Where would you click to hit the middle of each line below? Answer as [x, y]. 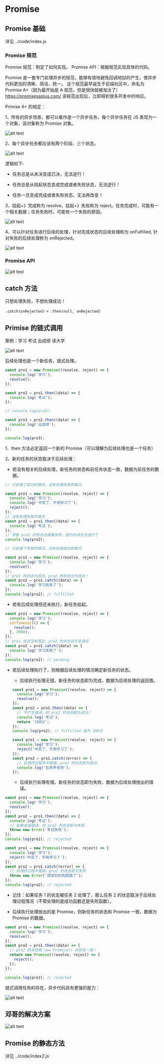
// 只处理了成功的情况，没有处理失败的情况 [43, 485]
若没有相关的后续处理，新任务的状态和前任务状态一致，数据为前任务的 [83, 469]
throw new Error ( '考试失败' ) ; [39, 830]
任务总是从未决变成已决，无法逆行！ [49, 174]
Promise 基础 [25, 28]
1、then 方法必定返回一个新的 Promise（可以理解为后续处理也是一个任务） [81, 448]
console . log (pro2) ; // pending [37, 660]
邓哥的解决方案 [28, 1014]
